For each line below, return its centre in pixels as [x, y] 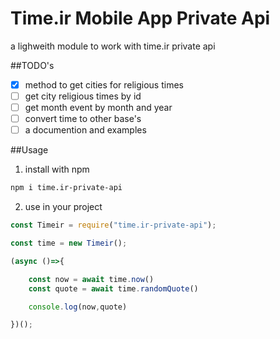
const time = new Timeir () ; [69, 243]
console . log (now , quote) [78, 307]
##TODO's [32, 65]
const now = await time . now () [91, 279]
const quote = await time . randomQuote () [113, 288]
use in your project [63, 207]
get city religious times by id [83, 96]
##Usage [29, 150]
